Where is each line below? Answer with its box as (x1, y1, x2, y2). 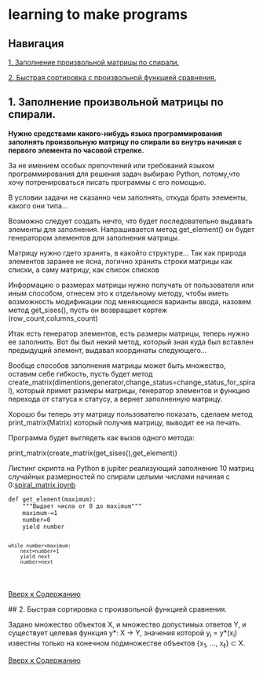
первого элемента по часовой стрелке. (8, 145, 144, 155)
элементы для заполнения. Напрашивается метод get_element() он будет (8, 224, 255, 234)
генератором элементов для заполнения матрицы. (8, 233, 180, 242)
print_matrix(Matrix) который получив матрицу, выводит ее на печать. (8, 417, 242, 427)
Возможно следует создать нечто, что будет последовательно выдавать (8, 216, 253, 226)
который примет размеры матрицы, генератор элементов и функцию (16, 385, 250, 395)
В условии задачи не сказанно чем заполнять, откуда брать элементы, (8, 193, 248, 202)
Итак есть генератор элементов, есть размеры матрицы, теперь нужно (8, 329, 250, 338)
